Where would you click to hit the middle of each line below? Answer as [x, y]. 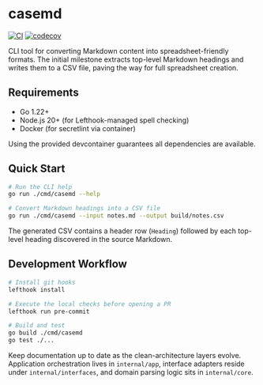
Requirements [43, 93]
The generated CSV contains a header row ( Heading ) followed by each [122, 231]
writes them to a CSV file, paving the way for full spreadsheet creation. [123, 67]
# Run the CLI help [40, 187]
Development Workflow [68, 264]
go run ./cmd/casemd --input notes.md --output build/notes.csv [116, 216]
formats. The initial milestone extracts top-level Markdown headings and [126, 59]
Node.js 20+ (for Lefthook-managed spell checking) [104, 120]
